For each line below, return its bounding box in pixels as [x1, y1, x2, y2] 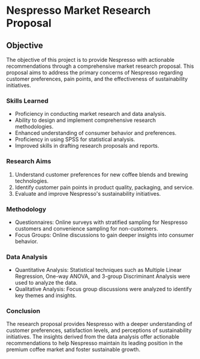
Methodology [6, 205, 47, 213]
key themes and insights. [14, 292, 77, 299]
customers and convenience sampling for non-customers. [14, 225, 159, 232]
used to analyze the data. [14, 279, 78, 286]
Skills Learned [6, 97, 49, 105]
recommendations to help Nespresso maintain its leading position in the [6, 340, 183, 347]
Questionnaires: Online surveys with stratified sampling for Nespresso [14, 219, 188, 226]
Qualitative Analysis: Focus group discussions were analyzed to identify [14, 286, 192, 293]
